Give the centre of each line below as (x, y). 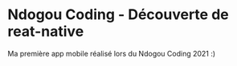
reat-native (46, 31)
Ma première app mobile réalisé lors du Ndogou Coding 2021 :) (112, 53)
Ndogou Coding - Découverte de (118, 15)
